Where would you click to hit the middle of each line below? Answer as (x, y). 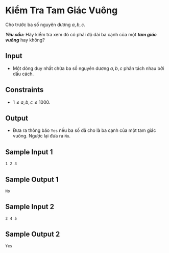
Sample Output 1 (32, 179)
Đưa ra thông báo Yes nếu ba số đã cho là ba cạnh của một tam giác (84, 130)
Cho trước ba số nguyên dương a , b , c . (45, 25)
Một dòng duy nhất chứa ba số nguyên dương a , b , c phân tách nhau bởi (88, 68)
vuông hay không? (25, 40)
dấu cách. (23, 74)
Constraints (25, 90)
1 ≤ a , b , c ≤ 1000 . (31, 102)
